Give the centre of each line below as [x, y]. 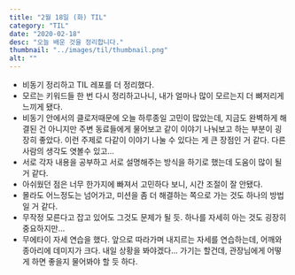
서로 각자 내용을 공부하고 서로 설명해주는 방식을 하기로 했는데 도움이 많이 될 [152, 162]
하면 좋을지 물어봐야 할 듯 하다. [85, 261]
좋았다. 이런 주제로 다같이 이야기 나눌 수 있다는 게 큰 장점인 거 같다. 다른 [162, 140]
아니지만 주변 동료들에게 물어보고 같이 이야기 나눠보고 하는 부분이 [160, 129]
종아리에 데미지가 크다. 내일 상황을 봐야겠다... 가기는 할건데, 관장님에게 [144, 250]
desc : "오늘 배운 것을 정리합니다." [66, 42]
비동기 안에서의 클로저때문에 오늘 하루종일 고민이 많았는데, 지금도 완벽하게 [150, 118]
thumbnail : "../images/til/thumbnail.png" [89, 50]
